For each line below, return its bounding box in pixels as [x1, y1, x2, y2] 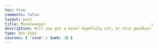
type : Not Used [5, 31, 37, 36]
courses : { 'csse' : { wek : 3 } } [5, 35, 73, 40]
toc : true [5, 7, 26, 12]
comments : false [5, 12, 39, 17]
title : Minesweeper [5, 21, 46, 26]
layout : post [5, 16, 32, 22]
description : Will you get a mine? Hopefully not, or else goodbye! [5, 26, 152, 31]
